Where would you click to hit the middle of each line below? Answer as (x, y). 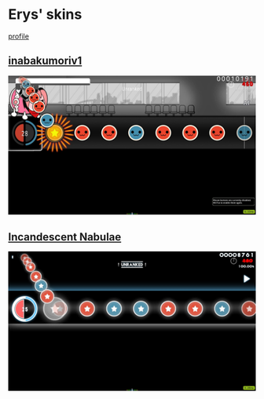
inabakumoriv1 (45, 61)
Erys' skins (45, 15)
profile (19, 36)
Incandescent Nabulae (65, 237)
